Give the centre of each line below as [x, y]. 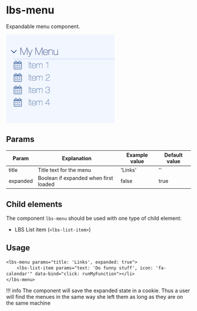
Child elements [34, 204]
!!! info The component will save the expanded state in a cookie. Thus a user [98, 291]
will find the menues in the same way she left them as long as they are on [95, 296]
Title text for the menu [64, 170]
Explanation [77, 158]
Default [173, 155]
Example [137, 155]
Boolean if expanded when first [75, 178]
